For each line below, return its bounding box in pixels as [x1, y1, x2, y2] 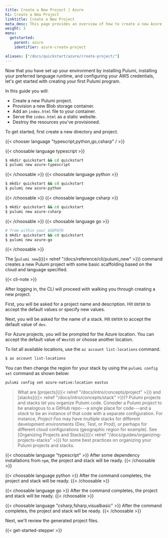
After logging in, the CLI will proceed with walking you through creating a [5, 286, 155, 292]
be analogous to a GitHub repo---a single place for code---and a [17, 405, 151, 411]
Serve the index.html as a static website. [12, 113, 97, 119]
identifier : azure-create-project [14, 45, 86, 50]
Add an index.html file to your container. [12, 108, 96, 114]
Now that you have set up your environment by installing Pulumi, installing [5, 67, 157, 73]
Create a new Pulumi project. [12, 97, 72, 103]
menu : [5, 31, 16, 36]
